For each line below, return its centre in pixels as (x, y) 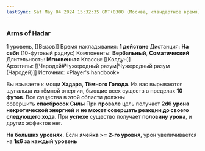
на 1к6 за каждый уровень (42, 141)
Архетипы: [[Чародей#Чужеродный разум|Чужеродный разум (88, 66)
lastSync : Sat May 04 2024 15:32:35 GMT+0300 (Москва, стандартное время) (103, 12)
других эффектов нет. (34, 123)
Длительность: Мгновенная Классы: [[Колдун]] (69, 59)
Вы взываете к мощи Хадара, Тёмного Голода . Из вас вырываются (95, 84)
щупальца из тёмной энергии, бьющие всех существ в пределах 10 (95, 90)
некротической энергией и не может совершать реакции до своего (98, 110)
